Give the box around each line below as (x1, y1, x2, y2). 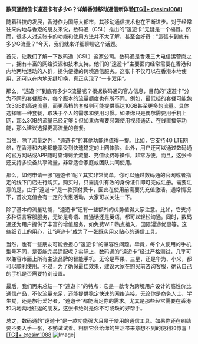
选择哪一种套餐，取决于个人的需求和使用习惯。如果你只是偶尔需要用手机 (6, 110, 181, 117)
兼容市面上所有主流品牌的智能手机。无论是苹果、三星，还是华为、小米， (11, 256, 187, 262)
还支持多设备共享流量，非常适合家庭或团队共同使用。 (6, 159, 136, 166)
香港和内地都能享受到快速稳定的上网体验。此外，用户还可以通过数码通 (21, 144, 192, 151)
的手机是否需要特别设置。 (6, 270, 68, 277)
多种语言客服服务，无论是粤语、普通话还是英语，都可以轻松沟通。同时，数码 (6, 213, 192, 220)
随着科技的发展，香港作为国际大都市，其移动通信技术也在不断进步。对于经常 (6, 18, 192, 25)
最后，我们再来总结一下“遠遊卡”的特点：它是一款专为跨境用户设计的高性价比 (6, 283, 192, 289)
